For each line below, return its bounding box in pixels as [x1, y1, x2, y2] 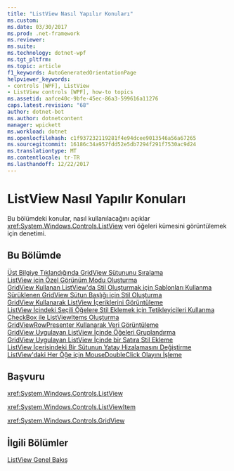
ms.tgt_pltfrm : [7, 56, 52, 63]
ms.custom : [7, 17, 39, 24]
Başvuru [7, 370, 46, 382]
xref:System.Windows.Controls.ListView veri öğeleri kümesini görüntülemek [7, 221, 227, 230]
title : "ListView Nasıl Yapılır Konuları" [7, 10, 134, 18]
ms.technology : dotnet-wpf [7, 50, 86, 57]
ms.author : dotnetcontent [7, 115, 83, 122]
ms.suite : [7, 43, 37, 50]
